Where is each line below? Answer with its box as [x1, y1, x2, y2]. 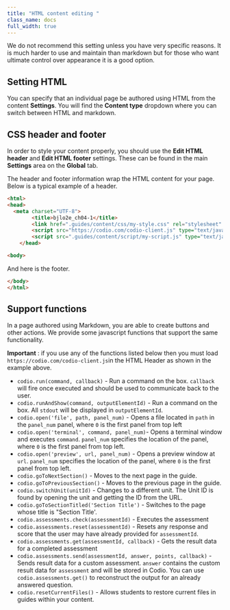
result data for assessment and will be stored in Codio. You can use [16, 566, 205, 574]
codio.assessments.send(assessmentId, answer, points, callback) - [16, 552, 212, 560]
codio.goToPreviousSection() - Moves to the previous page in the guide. [16, 479, 222, 487]
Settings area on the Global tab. [7, 162, 99, 169]
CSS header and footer [7, 128, 106, 141]
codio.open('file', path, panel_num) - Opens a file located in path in [16, 413, 215, 422]
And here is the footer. [7, 265, 71, 273]
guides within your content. [16, 596, 94, 604]
